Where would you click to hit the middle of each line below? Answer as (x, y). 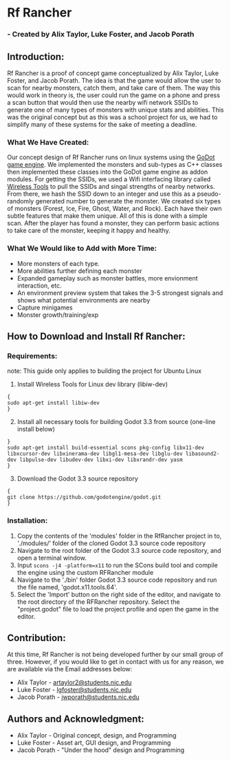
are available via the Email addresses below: (70, 669)
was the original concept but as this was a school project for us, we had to (112, 117)
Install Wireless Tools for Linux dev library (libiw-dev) (92, 385)
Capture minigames (45, 307)
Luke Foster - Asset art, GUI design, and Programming (94, 743)
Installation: (27, 520)
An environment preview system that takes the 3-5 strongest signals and (120, 293)
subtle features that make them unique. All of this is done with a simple (107, 216)
